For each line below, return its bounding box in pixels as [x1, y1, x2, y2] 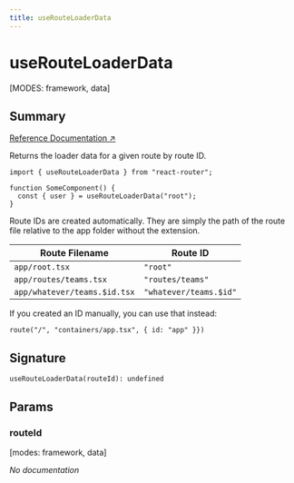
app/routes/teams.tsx [14, 274, 107, 285]
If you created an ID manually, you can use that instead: [9, 308, 218, 319]
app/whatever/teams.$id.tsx [14, 287, 135, 298]
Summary [9, 108, 66, 123]
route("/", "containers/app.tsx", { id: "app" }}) [9, 326, 205, 335]
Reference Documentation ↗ [9, 133, 116, 143]
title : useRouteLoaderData [9, 13, 112, 23]
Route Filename [40, 247, 109, 260]
